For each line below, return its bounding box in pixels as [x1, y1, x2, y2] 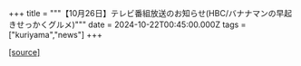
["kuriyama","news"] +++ [8, 30, 103, 40]
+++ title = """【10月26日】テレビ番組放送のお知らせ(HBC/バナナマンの [8, 8, 277, 18]
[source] [8, 47, 41, 57]
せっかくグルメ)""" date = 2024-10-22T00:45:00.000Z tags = [15, 19, 247, 30]
